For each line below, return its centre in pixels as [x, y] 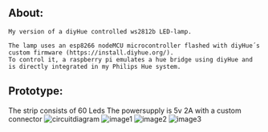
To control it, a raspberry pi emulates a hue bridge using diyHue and [130, 59]
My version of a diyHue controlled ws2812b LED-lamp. [100, 31]
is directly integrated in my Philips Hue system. [95, 66]
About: [26, 13]
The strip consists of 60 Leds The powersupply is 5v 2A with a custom [125, 110]
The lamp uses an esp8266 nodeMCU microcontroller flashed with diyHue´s [134, 46]
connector [25, 118]
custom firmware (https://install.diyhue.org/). [91, 52]
